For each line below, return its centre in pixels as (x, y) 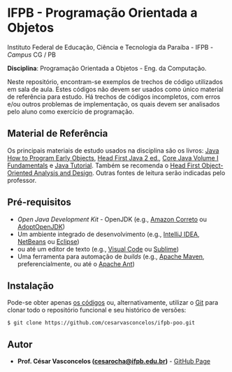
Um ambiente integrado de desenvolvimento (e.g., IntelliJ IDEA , (109, 234)
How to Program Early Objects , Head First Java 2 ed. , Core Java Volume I (113, 158)
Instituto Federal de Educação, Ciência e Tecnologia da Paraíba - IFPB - (110, 47)
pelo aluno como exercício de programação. (71, 111)
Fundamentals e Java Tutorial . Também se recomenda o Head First (104, 165)
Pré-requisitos (39, 202)
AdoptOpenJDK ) (41, 226)
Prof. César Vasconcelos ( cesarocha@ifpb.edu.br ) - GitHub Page (114, 361)
